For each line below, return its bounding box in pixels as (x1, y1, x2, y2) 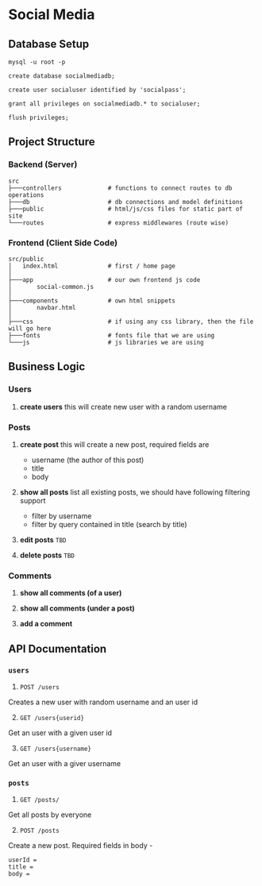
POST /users (19, 683, 60, 691)
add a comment (19, 619, 73, 629)
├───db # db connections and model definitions (8, 198, 244, 206)
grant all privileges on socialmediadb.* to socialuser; (8, 100, 201, 108)
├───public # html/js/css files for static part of (8, 205, 244, 213)
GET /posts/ (19, 796, 60, 804)
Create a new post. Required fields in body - (8, 841, 153, 850)
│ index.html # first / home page (8, 262, 176, 270)
